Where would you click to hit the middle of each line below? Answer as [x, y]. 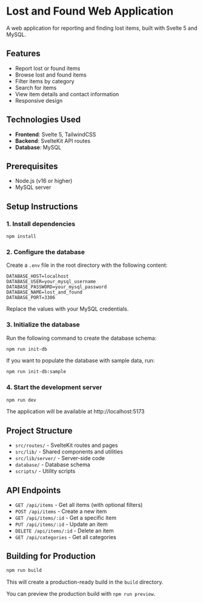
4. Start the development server [54, 387]
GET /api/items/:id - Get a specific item [66, 518]
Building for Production [51, 556]
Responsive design [39, 100]
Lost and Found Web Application [90, 11]
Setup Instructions [42, 206]
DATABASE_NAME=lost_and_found [45, 292]
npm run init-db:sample [36, 372]
